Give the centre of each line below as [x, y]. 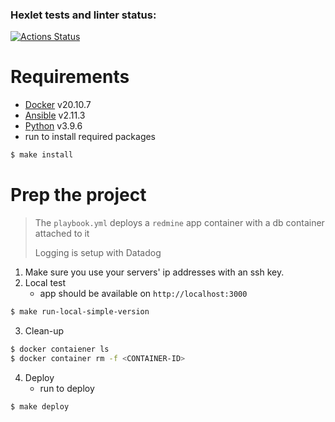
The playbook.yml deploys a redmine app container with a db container [179, 223]
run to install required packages [90, 137]
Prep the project [78, 195]
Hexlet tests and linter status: [83, 15]
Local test [45, 283]
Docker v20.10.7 [58, 105]
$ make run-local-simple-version [80, 312]
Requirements [70, 77]
